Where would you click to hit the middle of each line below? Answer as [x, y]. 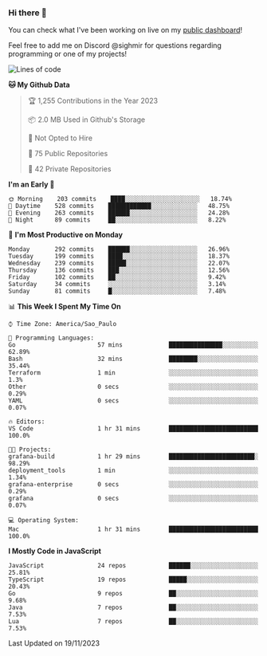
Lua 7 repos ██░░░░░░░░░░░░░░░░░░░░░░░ [133, 622]
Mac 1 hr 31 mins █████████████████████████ [133, 529]
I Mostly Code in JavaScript [55, 551]
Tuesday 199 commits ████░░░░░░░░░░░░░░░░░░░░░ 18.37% [119, 257]
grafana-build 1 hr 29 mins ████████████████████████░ [133, 457]
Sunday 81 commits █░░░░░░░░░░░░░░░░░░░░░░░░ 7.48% [117, 291]
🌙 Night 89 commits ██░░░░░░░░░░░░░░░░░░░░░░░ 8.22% [117, 220]
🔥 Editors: [27, 422]
